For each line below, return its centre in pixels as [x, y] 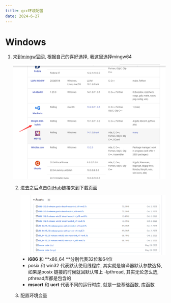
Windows [26, 42]
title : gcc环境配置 [24, 11]
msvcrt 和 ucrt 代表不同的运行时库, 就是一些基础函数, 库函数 [91, 285]
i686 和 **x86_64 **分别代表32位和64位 [70, 259]
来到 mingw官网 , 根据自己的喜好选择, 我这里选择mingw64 [72, 57]
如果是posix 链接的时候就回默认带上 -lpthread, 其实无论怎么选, [93, 272]
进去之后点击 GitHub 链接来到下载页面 [59, 188]
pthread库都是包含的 [49, 279]
